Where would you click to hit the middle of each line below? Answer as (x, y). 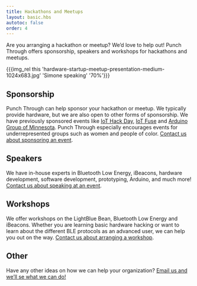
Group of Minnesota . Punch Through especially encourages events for (92, 128)
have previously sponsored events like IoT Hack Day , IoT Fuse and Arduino (97, 121)
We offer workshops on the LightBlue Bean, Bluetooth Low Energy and (92, 218)
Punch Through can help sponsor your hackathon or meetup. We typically (96, 109)
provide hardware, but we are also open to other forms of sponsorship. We (97, 115)
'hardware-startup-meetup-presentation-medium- (104, 69)
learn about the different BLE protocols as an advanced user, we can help (96, 231)
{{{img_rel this (24, 69)
